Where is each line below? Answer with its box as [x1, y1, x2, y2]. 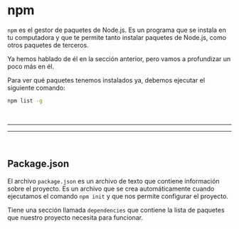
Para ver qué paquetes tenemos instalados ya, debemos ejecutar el [7, 75, 205, 84]
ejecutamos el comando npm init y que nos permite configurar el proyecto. [7, 191, 229, 201]
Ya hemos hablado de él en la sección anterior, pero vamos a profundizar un [7, 54, 231, 63]
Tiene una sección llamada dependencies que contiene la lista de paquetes [7, 206, 225, 214]
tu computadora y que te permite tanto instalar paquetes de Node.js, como [7, 33, 226, 41]
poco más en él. [7, 62, 55, 70]
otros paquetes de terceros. [7, 41, 89, 49]
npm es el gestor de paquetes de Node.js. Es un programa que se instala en [7, 26, 226, 34]
